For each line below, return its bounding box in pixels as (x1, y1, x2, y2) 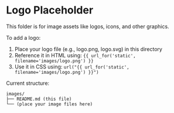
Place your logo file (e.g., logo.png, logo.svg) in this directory (14, 45, 163, 53)
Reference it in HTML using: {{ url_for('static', (14, 52, 136, 59)
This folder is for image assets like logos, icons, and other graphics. (6, 23, 169, 30)
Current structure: (6, 80, 50, 87)
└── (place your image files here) (6, 101, 93, 107)
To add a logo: (6, 34, 41, 41)
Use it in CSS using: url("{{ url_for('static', (14, 63, 130, 70)
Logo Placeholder (6, 4, 94, 17)
